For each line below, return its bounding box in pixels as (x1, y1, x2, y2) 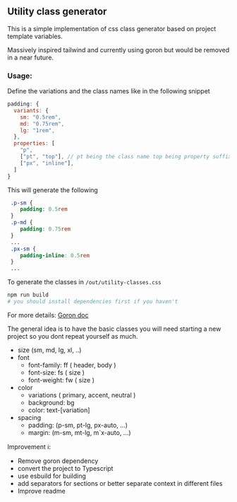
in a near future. (7, 53, 54, 62)
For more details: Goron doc (7, 310, 89, 319)
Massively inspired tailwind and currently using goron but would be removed (7, 45, 230, 54)
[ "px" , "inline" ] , (20, 159, 74, 167)
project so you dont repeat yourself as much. (7, 332, 138, 340)
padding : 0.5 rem (20, 206, 68, 213)
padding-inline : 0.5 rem (20, 252, 90, 259)
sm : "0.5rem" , (20, 113, 61, 121)
